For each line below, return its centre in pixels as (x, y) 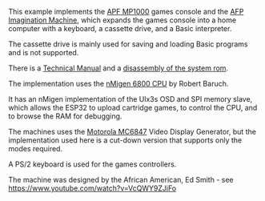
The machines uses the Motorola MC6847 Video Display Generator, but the (132, 132)
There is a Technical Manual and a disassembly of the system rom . (118, 68)
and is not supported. (44, 52)
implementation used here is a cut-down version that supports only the (125, 140)
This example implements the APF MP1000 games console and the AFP (126, 12)
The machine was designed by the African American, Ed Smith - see (121, 180)
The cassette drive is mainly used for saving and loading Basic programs (128, 44)
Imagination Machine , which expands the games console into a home (122, 20)
